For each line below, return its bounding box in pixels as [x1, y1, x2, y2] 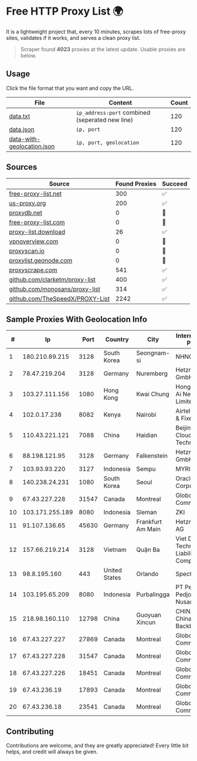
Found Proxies [115, 180, 157, 188]
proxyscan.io [9, 247, 45, 255]
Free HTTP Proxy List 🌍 [6, 5, 124, 18]
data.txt [9, 112, 30, 120]
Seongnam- [136, 349, 170, 357]
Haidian [136, 431, 158, 439]
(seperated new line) [76, 116, 134, 124]
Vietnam [103, 546, 127, 554]
